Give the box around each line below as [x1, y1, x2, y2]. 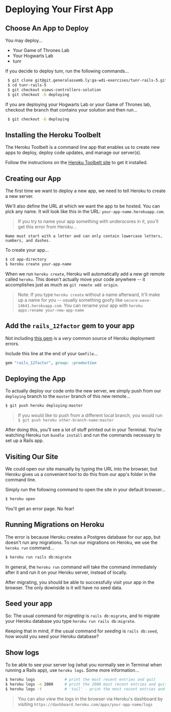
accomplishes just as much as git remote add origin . [5, 281, 119, 287]
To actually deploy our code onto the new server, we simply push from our [5, 388, 161, 394]
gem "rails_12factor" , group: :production [5, 360, 97, 365]
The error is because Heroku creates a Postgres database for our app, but [5, 534, 161, 540]
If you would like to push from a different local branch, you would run [17, 412, 163, 418]
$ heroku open [5, 496, 36, 502]
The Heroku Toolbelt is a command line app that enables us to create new [5, 144, 160, 150]
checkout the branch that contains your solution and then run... [5, 107, 137, 113]
